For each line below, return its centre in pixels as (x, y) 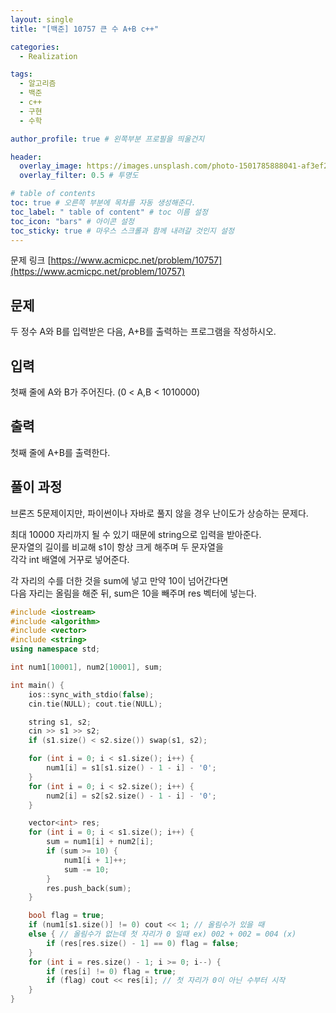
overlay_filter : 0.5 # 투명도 (79, 176)
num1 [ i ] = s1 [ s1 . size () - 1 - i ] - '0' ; (131, 768)
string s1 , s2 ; (60, 722)
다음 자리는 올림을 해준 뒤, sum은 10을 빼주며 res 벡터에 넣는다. (133, 593)
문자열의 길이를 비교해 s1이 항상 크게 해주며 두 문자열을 (117, 547)
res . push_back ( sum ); (89, 888)
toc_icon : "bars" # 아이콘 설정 (72, 221)
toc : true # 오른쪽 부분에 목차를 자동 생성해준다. (103, 203)
